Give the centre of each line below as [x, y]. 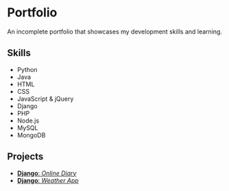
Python [27, 69]
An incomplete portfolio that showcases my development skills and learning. [115, 31]
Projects [25, 156]
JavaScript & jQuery [45, 99]
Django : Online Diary [47, 173]
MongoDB [31, 135]
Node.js [28, 120]
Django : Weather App [48, 180]
